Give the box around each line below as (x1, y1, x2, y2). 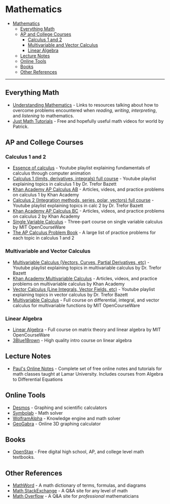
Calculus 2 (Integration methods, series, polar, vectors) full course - (12, 197, 154, 204)
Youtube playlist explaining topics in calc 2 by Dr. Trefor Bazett (12, 203, 143, 209)
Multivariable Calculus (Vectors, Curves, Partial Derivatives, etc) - (12, 259, 150, 265)
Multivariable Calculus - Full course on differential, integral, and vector (12, 297, 159, 303)
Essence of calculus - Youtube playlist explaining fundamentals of (12, 165, 150, 171)
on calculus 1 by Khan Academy (12, 192, 79, 198)
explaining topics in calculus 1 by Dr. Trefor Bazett (12, 181, 117, 187)
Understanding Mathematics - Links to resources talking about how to (12, 102, 158, 108)
